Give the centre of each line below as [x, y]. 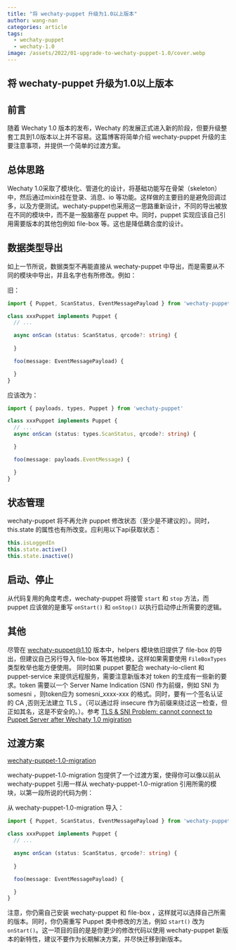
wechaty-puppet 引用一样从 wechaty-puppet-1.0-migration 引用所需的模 [112, 784]
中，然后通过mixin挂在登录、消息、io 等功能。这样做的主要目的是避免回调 [114, 197]
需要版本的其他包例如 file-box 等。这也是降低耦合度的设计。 [100, 224]
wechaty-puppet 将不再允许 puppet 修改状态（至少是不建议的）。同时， [110, 521]
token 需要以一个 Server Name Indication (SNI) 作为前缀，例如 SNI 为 [119, 685]
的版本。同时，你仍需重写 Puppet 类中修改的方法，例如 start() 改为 [106, 922]
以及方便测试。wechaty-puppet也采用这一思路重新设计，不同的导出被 [120, 206]
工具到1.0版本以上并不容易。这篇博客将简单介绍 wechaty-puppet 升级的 [117, 137]
